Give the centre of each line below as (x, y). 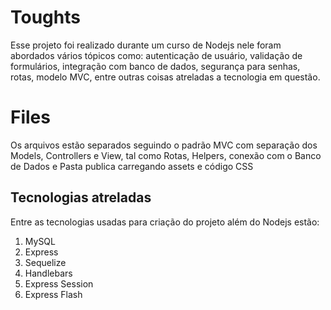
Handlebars (48, 273)
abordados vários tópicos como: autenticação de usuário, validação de (156, 55)
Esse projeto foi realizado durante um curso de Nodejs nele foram (146, 45)
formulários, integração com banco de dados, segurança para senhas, (155, 66)
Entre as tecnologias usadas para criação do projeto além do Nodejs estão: (165, 222)
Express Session (59, 283)
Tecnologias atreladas (81, 197)
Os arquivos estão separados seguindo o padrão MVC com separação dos (164, 145)
